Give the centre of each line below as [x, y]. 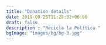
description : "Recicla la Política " [53, 28]
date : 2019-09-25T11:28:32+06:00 [47, 17]
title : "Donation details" [39, 11]
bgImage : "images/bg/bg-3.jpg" [44, 33]
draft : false [22, 22]
